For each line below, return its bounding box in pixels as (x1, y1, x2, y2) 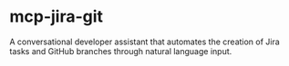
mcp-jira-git (9, 6, 103, 27)
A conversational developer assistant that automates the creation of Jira (9, 36, 280, 47)
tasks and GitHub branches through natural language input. (9, 45, 232, 56)
